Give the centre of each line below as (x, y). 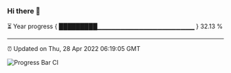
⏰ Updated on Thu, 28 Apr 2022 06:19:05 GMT (74, 49)
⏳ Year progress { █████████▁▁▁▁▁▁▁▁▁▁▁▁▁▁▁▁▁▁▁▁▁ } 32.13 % (115, 26)
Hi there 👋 (24, 11)
